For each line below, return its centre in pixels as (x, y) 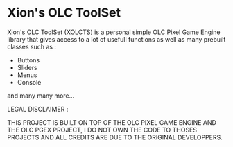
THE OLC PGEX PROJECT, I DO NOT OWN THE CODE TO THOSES (102, 130)
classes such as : (32, 46)
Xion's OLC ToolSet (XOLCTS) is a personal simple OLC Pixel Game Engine (114, 32)
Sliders (27, 67)
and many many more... (41, 96)
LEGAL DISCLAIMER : (38, 109)
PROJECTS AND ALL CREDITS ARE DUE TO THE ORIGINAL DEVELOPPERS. (115, 137)
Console (29, 82)
